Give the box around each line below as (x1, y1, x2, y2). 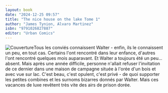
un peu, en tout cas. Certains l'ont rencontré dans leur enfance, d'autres (5, 50, 155, 56)
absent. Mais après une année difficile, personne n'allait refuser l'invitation (5, 61, 160, 66)
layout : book (5, 7, 33, 13)
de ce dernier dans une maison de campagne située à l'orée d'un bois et (5, 66, 156, 72)
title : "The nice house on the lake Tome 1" (5, 17, 100, 22)
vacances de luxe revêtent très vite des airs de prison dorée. (5, 82, 131, 88)
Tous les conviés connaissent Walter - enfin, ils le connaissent (33, 45, 163, 50)
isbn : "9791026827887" (5, 26, 53, 31)
